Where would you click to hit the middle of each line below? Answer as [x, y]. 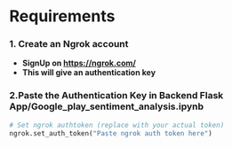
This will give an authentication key [89, 73]
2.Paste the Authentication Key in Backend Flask [116, 96]
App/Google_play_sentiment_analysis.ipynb [107, 106]
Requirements [62, 16]
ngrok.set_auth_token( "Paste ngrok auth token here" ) [111, 133]
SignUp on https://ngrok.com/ [79, 63]
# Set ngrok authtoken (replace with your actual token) [117, 125]
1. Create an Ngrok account [69, 44]
